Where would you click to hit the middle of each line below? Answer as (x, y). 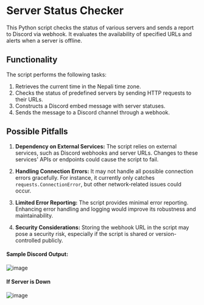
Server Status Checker (65, 11)
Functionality (32, 60)
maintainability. (34, 215)
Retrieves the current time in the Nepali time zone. (78, 86)
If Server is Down (28, 282)
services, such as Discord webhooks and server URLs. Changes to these (106, 153)
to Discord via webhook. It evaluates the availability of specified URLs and (99, 34)
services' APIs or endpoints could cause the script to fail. (87, 159)
